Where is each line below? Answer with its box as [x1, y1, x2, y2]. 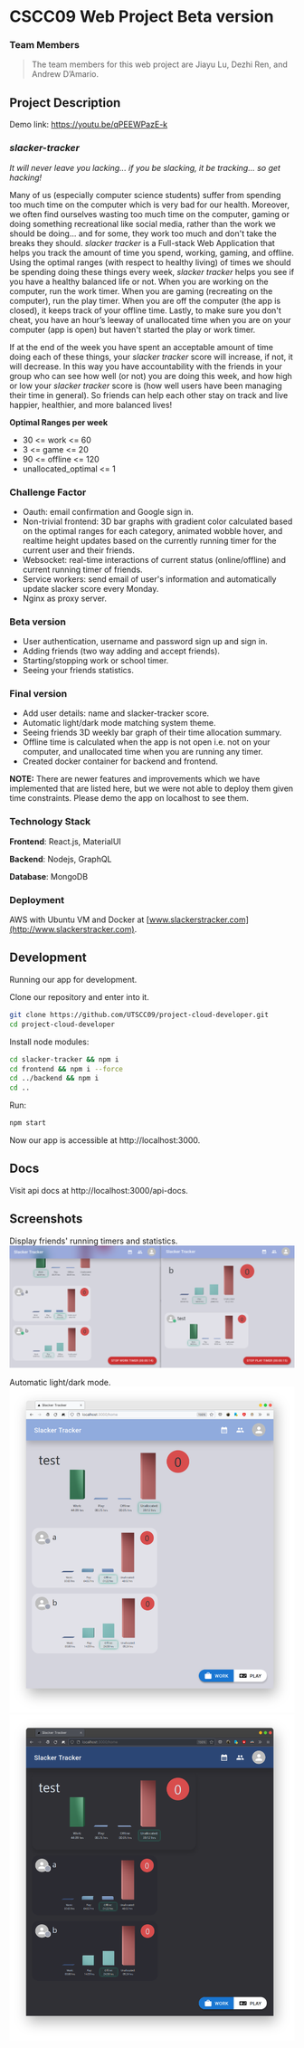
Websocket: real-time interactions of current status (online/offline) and [22, 554, 287, 565]
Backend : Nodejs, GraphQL [9, 853, 112, 864]
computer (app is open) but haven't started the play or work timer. [9, 324, 256, 335]
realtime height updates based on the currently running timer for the [22, 535, 277, 546]
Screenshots [9, 1211, 83, 1227]
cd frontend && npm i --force [9, 1064, 124, 1073]
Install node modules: [9, 1036, 90, 1047]
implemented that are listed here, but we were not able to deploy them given [9, 783, 294, 794]
